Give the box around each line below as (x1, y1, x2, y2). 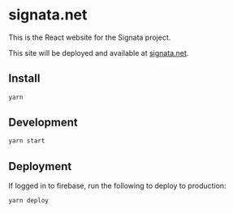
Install (8, 71, 41, 86)
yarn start (8, 137, 45, 145)
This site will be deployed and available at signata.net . (8, 48, 189, 58)
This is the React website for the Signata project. (8, 32, 171, 42)
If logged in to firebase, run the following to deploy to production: (8, 181, 227, 191)
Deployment (8, 160, 72, 173)
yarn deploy (8, 197, 49, 205)
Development (8, 116, 79, 130)
